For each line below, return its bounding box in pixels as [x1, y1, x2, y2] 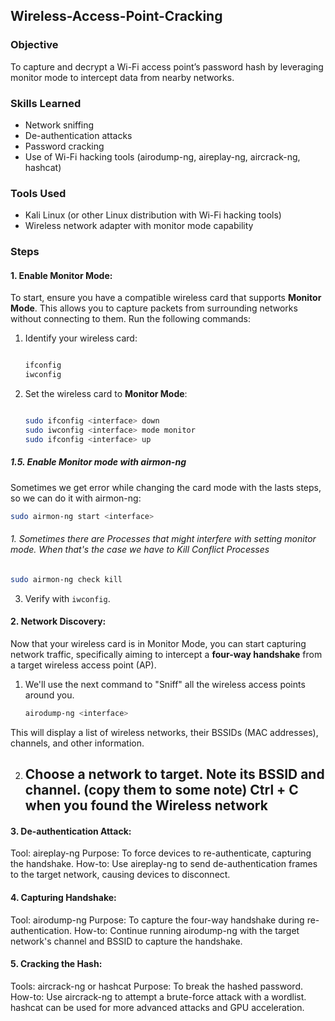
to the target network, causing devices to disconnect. [10, 869, 231, 881]
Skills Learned [10, 96, 82, 110]
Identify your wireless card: [24, 332, 138, 344]
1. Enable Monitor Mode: [10, 269, 113, 281]
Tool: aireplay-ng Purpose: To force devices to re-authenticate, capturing [10, 847, 312, 859]
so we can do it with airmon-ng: [10, 492, 142, 504]
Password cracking [24, 140, 105, 152]
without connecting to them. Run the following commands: [10, 313, 252, 325]
